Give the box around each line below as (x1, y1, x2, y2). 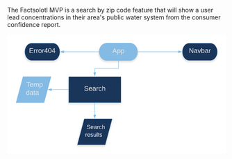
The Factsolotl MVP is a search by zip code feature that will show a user (7, 6, 214, 14)
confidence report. (7, 21, 61, 28)
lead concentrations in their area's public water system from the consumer (7, 13, 221, 21)
